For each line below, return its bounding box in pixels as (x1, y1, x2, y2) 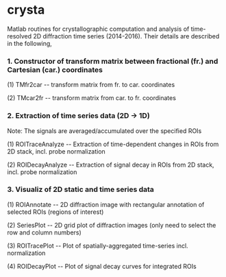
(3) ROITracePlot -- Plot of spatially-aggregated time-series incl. (7, 241, 188, 250)
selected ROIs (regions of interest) (7, 208, 104, 216)
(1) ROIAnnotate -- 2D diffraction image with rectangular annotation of (7, 200, 205, 208)
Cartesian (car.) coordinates (7, 64, 103, 74)
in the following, (7, 39, 53, 47)
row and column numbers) (7, 228, 82, 237)
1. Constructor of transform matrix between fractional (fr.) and (7, 56, 218, 66)
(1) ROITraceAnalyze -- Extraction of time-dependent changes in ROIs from (7, 140, 219, 148)
